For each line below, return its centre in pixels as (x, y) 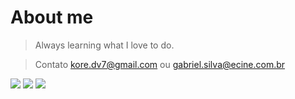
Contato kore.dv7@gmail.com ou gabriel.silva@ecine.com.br (160, 64)
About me (52, 17)
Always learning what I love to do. (104, 45)
